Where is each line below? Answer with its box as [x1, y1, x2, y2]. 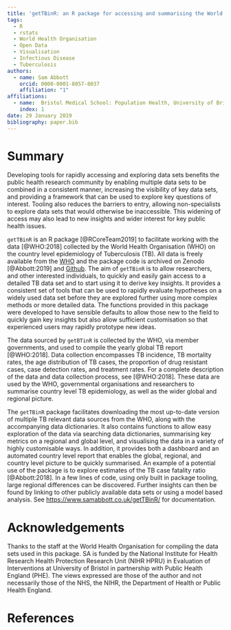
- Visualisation [13, 49, 60, 56]
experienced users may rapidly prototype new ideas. [7, 323, 157, 331]
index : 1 [19, 106, 45, 113]
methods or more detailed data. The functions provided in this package [7, 301, 208, 309]
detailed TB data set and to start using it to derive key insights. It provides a [7, 279, 221, 287]
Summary [7, 148, 64, 164]
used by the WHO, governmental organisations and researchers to [7, 380, 195, 388]
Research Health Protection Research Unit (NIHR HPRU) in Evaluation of [7, 557, 211, 565]
